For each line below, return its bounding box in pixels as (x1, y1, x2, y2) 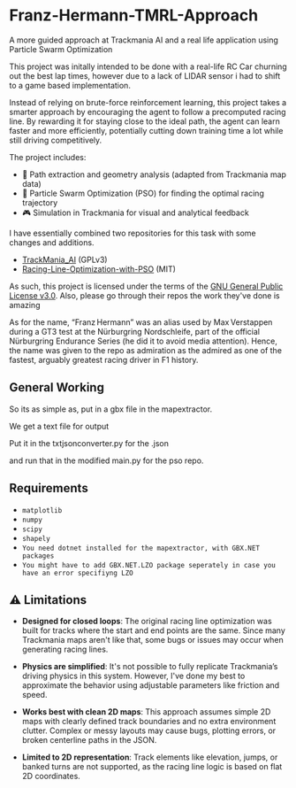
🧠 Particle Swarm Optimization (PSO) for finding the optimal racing (21, 188, 265, 198)
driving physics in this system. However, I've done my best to (21, 670, 246, 682)
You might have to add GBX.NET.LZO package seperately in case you (21, 560, 276, 569)
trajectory (21, 197, 58, 208)
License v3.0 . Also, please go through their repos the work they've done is (9, 290, 280, 301)
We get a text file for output (9, 421, 110, 431)
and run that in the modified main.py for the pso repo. (9, 455, 204, 466)
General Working (9, 380, 104, 395)
